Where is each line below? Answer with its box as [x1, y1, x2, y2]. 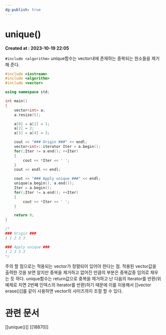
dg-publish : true [5, 7, 41, 12]
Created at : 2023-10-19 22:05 [5, 45, 69, 51]
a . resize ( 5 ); [14, 112, 41, 117]
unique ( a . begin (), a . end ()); [14, 181, 74, 186]
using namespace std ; [5, 90, 50, 95]
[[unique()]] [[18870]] [5, 324, 49, 330]
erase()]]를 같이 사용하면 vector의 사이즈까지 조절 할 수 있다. [5, 288, 123, 294]
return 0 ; [14, 213, 35, 218]
